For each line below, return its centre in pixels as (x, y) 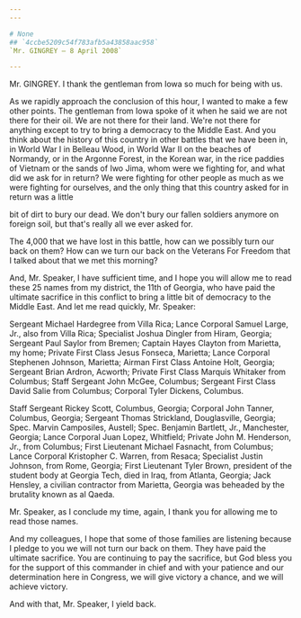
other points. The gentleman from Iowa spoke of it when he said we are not (148, 111)
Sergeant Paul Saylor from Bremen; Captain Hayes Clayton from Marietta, (145, 344)
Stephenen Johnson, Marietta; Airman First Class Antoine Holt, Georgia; (142, 363)
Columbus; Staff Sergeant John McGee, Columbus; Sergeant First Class (142, 381)
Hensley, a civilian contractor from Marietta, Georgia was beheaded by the (147, 485)
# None (22, 34)
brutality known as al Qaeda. (62, 495)
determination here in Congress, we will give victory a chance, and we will (146, 578)
